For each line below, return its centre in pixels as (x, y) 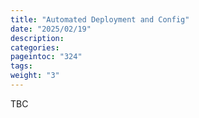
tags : (21, 66)
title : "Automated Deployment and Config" (100, 19)
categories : (35, 47)
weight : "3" (35, 76)
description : (37, 38)
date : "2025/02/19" (51, 29)
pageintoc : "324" (46, 57)
